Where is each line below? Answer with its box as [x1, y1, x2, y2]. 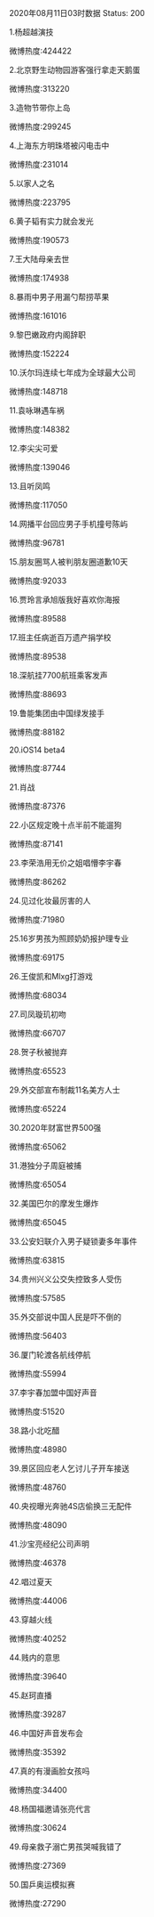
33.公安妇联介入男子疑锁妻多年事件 [9, 1236, 138, 1247]
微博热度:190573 [9, 235, 69, 245]
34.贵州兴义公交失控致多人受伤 [9, 1274, 122, 1284]
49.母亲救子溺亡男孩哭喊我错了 [9, 1841, 122, 1852]
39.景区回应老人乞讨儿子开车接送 [9, 1463, 130, 1474]
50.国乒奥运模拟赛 [9, 1880, 75, 1889]
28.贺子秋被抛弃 [9, 1047, 68, 1057]
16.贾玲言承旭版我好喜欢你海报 [9, 595, 120, 605]
